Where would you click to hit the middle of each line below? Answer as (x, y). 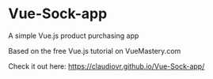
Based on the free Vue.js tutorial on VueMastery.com (95, 51)
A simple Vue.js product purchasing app (74, 36)
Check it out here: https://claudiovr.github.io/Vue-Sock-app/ (106, 66)
